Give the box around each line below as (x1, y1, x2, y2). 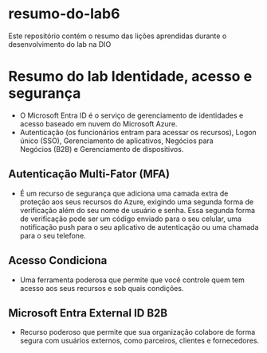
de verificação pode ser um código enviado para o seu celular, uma (19, 214, 241, 223)
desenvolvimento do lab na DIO (8, 39, 112, 48)
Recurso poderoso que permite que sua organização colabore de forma (19, 328, 256, 337)
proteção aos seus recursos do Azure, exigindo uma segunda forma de (19, 196, 253, 207)
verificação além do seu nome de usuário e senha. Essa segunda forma (19, 205, 256, 215)
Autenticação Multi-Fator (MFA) (8, 168, 170, 181)
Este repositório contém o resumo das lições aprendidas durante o (8, 31, 227, 41)
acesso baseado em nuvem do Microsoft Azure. (19, 118, 178, 128)
